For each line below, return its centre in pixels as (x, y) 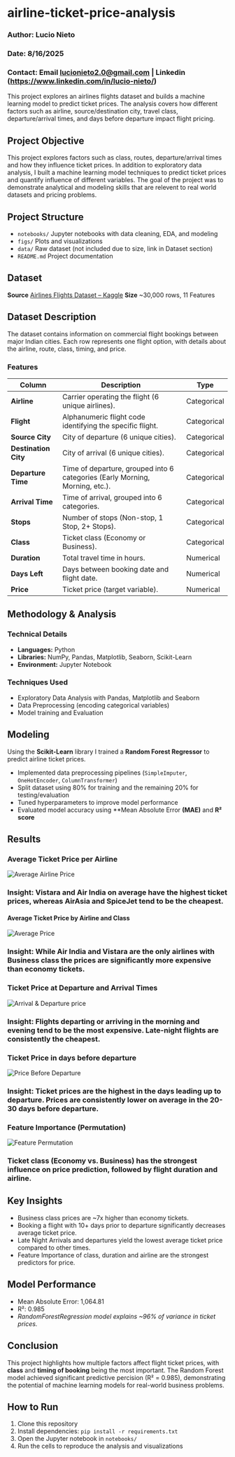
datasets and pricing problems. (52, 195)
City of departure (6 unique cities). (119, 437)
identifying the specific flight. (111, 425)
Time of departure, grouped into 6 (118, 469)
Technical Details (37, 634)
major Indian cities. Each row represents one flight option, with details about (117, 341)
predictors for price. (46, 1262)
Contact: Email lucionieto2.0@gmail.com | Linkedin (97, 72)
